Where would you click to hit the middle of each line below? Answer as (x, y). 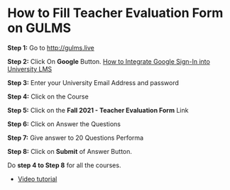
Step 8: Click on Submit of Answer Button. (70, 151)
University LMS (30, 69)
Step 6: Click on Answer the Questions (64, 124)
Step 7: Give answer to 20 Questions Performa (76, 138)
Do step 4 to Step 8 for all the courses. (64, 165)
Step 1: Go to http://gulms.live (51, 47)
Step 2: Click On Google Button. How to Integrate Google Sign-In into (109, 61)
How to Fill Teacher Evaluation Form (115, 13)
